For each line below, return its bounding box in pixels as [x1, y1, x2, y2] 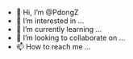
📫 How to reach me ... [15, 42, 91, 51]
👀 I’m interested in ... [15, 16, 85, 26]
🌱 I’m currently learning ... [15, 25, 102, 33]
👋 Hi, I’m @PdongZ [15, 8, 79, 17]
